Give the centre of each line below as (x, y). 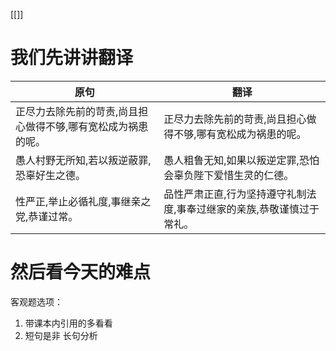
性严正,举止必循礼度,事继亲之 (83, 201)
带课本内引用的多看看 (68, 323)
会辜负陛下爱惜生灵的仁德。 (229, 175)
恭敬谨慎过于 (289, 209)
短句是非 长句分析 (61, 335)
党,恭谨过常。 (47, 216)
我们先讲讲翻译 (72, 58)
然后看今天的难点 (81, 272)
